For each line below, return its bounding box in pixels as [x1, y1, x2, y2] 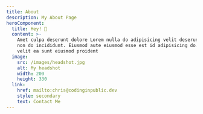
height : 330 [17, 76, 47, 82]
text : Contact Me [17, 98, 61, 104]
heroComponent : [6, 20, 45, 26]
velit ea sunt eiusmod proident [17, 48, 98, 54]
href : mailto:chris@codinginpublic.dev [17, 87, 118, 93]
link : [11, 82, 26, 88]
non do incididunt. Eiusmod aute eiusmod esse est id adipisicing [17, 43, 188, 49]
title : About [6, 8, 39, 15]
